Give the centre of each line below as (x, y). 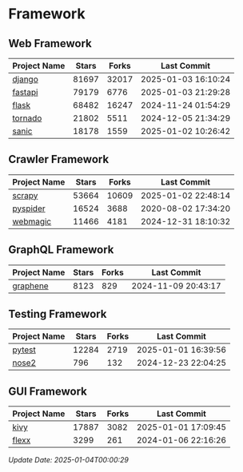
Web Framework (50, 44)
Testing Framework (58, 314)
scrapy (25, 195)
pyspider (29, 208)
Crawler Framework (59, 159)
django (25, 79)
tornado (27, 118)
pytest (24, 350)
